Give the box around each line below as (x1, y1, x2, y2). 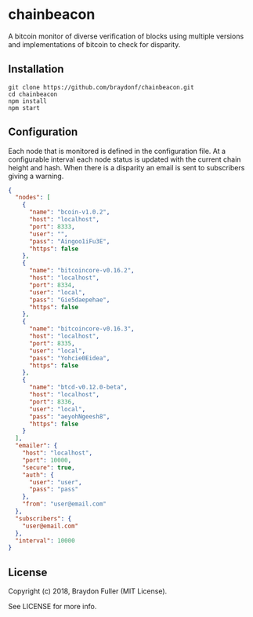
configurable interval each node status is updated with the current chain (8, 155, 241, 164)
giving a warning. (8, 171, 64, 181)
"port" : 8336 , (28, 398, 76, 406)
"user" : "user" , (28, 478, 82, 486)
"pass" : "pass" (28, 485, 79, 494)
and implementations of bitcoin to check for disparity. (8, 39, 181, 49)
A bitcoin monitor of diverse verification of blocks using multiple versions (8, 31, 244, 41)
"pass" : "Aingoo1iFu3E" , (28, 237, 110, 245)
